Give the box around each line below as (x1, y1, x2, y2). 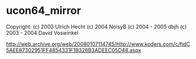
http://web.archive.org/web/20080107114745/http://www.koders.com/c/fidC (6, 40, 191, 47)
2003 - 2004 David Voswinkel (6, 29, 79, 36)
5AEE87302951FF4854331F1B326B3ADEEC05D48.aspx (6, 46, 141, 53)
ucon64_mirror (6, 4, 81, 17)
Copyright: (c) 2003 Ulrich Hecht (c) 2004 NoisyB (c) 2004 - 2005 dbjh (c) (6, 23, 187, 30)
